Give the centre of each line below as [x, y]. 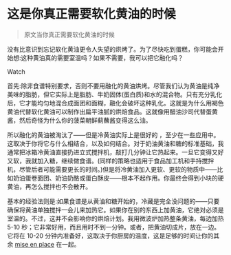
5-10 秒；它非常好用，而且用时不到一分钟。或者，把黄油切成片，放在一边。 [114, 227]
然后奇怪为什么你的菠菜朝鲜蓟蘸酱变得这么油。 [85, 120]
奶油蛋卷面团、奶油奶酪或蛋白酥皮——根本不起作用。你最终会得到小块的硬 [118, 178]
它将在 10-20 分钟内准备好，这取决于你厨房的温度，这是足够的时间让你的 [110, 236]
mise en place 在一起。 [47, 244]
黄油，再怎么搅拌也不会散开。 [49, 186]
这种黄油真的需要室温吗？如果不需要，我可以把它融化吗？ [102, 58]
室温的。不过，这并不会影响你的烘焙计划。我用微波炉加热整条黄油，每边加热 [115, 218]
